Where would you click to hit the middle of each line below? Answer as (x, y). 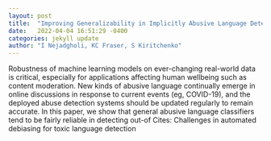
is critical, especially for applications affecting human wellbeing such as (128, 77)
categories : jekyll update (54, 38)
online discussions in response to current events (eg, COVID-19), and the (129, 94)
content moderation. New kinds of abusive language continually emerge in (132, 86)
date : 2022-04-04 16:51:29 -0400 (68, 31)
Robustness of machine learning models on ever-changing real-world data (132, 68)
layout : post (30, 16)
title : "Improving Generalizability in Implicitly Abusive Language (128, 23)
